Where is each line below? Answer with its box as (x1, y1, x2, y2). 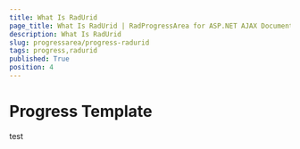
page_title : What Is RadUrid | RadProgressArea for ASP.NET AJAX (9, 21, 257, 30)
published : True (9, 54, 70, 63)
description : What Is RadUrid (9, 29, 122, 38)
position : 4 (9, 63, 54, 72)
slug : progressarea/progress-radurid (9, 37, 150, 47)
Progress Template (9, 102, 154, 121)
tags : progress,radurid (9, 46, 98, 55)
